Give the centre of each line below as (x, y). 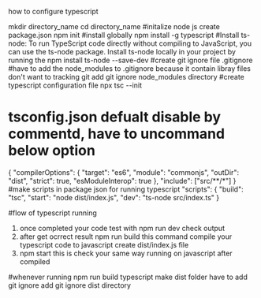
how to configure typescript (53, 11)
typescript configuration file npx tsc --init (75, 85)
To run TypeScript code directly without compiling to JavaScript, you (140, 43)
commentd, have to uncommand (117, 134)
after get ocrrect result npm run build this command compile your (126, 237)
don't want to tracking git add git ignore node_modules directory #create (126, 77)
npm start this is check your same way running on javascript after (126, 253)
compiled (35, 261)
